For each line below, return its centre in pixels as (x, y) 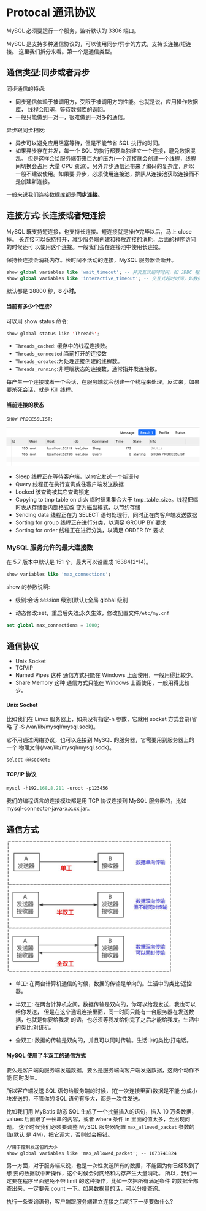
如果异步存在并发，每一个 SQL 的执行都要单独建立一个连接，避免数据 (103, 150)
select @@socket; (29, 760)
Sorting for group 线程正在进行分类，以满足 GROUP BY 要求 (91, 522)
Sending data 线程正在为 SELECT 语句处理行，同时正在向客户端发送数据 (106, 515)
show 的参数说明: (28, 587)
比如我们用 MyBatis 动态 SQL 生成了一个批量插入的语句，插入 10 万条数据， (102, 1112)
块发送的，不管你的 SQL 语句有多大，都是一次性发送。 (75, 1099)
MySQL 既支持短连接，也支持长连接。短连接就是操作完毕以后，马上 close (99, 231)
